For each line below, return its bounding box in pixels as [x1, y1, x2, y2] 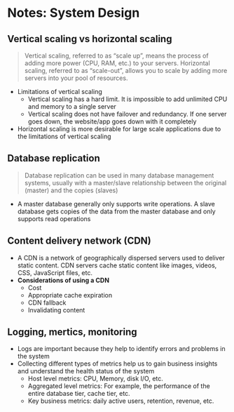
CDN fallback [27, 298, 67, 307]
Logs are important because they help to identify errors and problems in [17, 345, 226, 353]
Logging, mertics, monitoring [7, 326, 137, 338]
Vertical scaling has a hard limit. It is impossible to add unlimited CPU [27, 95, 228, 103]
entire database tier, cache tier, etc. [27, 390, 131, 398]
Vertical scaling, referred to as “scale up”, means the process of [24, 51, 209, 60]
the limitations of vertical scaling [17, 132, 111, 140]
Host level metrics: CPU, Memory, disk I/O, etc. [27, 374, 163, 383]
